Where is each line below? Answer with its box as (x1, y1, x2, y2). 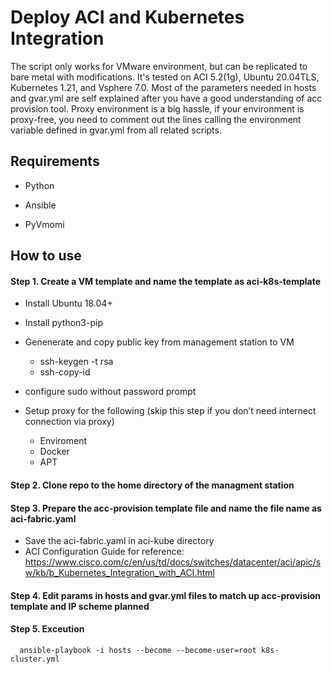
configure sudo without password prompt (24, 386, 197, 398)
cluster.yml (10, 654, 60, 664)
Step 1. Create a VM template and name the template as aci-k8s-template (10, 275, 322, 287)
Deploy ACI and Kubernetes (10, 6, 245, 29)
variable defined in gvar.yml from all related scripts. (10, 124, 222, 136)
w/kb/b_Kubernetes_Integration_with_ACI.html (24, 567, 215, 579)
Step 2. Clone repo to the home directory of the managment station (10, 479, 295, 491)
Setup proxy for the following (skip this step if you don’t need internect (24, 405, 317, 417)
